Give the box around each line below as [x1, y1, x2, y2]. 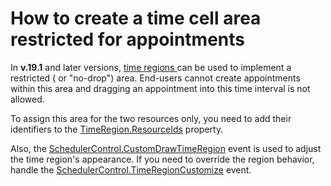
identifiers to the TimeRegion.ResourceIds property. [10, 123, 224, 135]
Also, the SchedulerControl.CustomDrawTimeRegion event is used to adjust [10, 142, 322, 154]
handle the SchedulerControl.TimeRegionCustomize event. [10, 163, 252, 176]
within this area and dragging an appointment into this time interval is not [10, 82, 311, 94]
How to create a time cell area [10, 7, 262, 30]
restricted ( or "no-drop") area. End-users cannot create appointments [10, 72, 301, 84]
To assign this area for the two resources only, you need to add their [10, 112, 292, 124]
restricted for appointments [10, 28, 246, 51]
